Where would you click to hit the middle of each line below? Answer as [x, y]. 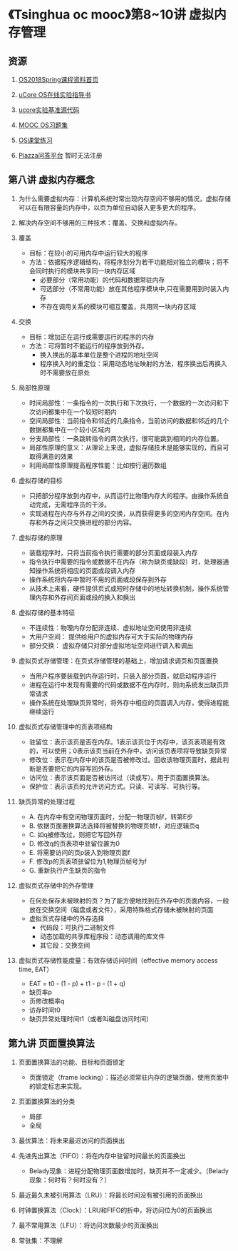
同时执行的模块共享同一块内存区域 [86, 270]
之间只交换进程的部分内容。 [95, 522]
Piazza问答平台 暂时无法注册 [60, 155]
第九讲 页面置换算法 [51, 1044]
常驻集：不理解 [40, 1240]
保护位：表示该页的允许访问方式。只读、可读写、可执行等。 [117, 786]
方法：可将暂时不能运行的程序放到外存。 [88, 345]
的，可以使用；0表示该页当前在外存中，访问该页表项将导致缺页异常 [128, 751]
